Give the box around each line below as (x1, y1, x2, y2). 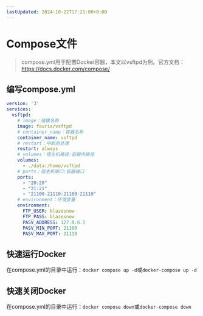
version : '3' (6, 101, 40, 107)
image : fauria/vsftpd (17, 123, 72, 129)
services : (6, 106, 32, 112)
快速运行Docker (6, 249, 67, 259)
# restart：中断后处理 (17, 140, 69, 146)
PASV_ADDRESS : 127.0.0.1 (22, 219, 86, 225)
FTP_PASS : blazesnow (22, 213, 75, 219)
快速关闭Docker (6, 286, 67, 296)
